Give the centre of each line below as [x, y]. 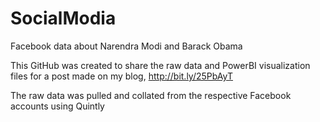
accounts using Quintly [57, 106]
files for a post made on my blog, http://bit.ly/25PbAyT [122, 76]
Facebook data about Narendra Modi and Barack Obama [126, 46]
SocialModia [63, 18]
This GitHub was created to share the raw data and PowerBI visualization [160, 65]
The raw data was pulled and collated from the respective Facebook [151, 95]
